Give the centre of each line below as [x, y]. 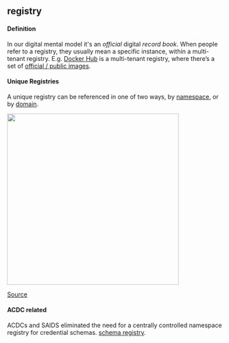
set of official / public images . [49, 66]
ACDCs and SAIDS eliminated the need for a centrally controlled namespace [114, 325]
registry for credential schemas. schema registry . [76, 332]
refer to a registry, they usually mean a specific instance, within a [99, 51]
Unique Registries [33, 81]
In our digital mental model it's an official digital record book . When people [112, 44]
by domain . [23, 104]
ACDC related [27, 310]
